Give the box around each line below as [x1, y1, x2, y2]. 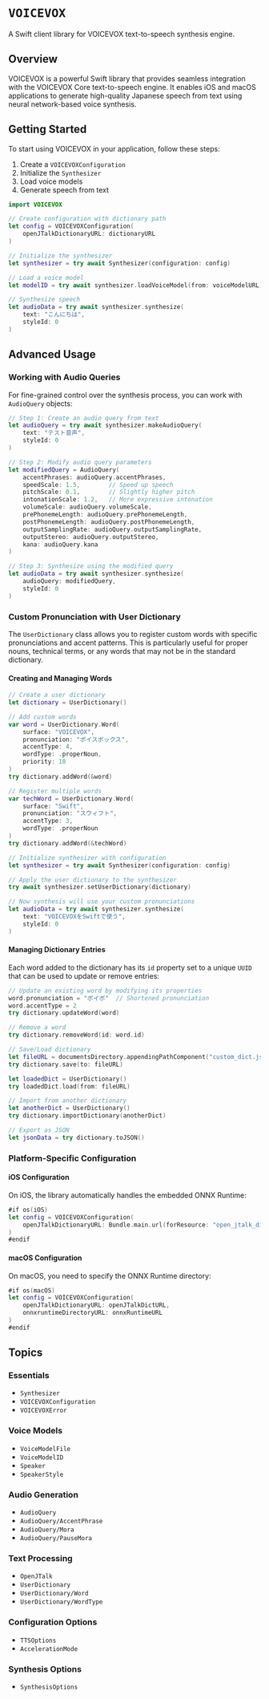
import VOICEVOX [8, 201, 62, 209]
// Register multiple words [8, 787, 102, 795]
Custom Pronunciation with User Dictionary [8, 611, 182, 622]
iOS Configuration [8, 1173, 70, 1182]
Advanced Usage [8, 347, 96, 362]
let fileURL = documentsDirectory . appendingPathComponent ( [8, 1052, 210, 1060]
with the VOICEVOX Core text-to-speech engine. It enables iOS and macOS [8, 82, 256, 91]
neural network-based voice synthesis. [8, 99, 137, 109]
